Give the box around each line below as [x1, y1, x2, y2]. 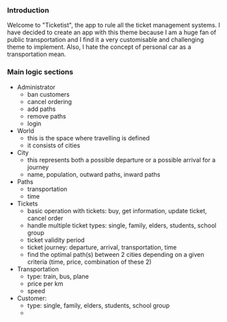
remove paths [27, 112, 66, 120]
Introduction [7, 5, 49, 15]
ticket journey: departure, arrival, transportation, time [27, 243, 177, 251]
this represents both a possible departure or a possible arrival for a [27, 156, 216, 164]
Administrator [16, 83, 56, 91]
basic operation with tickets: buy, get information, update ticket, [27, 206, 207, 214]
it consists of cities [27, 141, 81, 149]
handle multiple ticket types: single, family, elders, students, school [27, 221, 217, 230]
